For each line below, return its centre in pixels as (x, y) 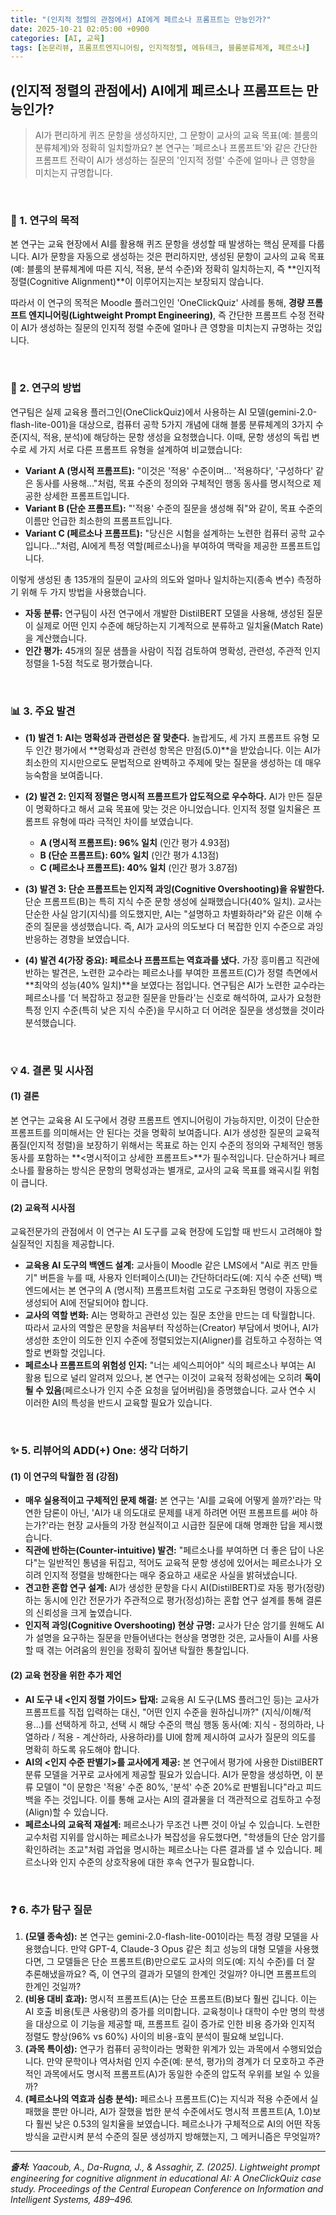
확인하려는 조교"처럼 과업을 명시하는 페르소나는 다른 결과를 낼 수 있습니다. (168, 1849)
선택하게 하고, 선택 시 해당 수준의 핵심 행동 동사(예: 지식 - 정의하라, (184, 1724)
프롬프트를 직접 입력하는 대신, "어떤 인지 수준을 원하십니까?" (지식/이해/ (164, 1712)
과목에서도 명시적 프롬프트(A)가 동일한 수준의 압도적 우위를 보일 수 (172, 2073)
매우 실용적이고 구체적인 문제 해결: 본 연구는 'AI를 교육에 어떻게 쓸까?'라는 (168, 1500)
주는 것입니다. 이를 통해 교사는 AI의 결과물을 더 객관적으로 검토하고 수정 (182, 1799)
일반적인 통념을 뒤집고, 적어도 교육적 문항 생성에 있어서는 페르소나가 (180, 1563)
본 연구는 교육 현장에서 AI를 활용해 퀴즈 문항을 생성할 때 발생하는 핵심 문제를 (158, 244)
